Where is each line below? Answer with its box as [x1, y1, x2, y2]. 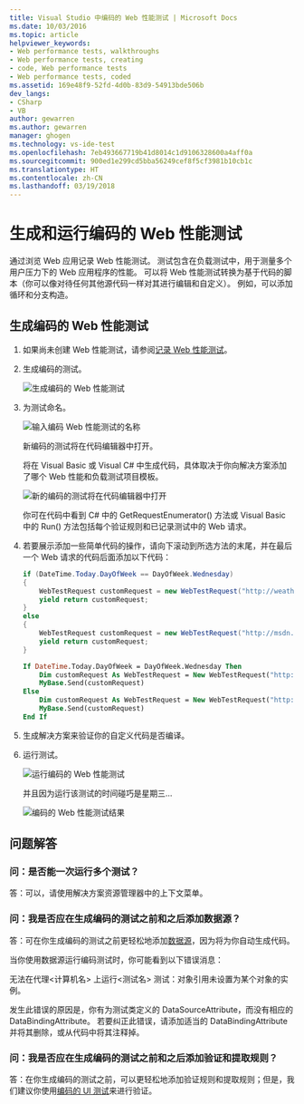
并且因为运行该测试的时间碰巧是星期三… [22, 788, 173, 799]
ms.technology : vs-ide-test [9, 140, 116, 149]
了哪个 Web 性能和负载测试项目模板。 [22, 470, 164, 481]
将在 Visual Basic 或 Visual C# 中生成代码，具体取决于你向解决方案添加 [22, 460, 288, 470]
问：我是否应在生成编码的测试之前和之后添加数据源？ [9, 913, 242, 925]
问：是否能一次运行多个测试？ [9, 866, 140, 878]
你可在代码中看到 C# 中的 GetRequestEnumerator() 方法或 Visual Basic [22, 509, 287, 520]
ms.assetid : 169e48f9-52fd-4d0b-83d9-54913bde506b [9, 81, 204, 90]
